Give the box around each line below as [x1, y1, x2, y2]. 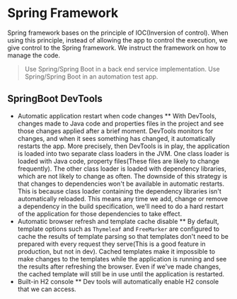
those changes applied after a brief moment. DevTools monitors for [17, 126, 214, 135]
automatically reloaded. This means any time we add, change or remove [17, 194, 229, 203]
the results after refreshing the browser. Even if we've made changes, [17, 262, 221, 271]
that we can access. [17, 285, 76, 293]
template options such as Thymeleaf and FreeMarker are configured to [17, 225, 220, 233]
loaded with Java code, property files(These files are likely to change [17, 157, 220, 165]
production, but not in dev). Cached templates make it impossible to [17, 247, 216, 256]
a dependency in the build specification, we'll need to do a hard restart [17, 202, 224, 210]
